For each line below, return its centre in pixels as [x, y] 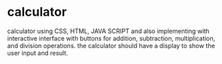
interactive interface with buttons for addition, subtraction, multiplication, [111, 38]
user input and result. [37, 53]
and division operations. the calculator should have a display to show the [111, 45]
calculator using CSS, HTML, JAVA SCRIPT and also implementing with [109, 31]
